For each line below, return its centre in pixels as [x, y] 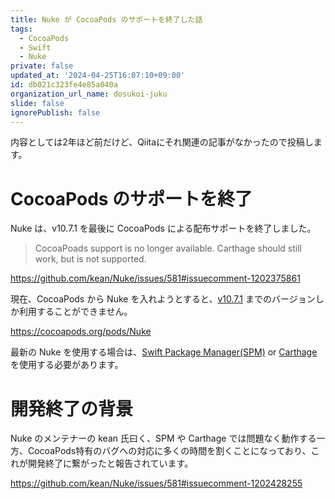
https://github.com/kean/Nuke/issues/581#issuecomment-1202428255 [156, 483]
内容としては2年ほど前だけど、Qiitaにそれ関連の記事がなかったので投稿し [162, 142]
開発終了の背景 [72, 408]
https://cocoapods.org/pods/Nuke [81, 332]
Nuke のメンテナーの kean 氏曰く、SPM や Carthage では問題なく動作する [163, 438]
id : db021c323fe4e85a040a [64, 85]
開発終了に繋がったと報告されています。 [110, 463]
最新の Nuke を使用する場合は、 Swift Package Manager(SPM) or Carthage [164, 352]
